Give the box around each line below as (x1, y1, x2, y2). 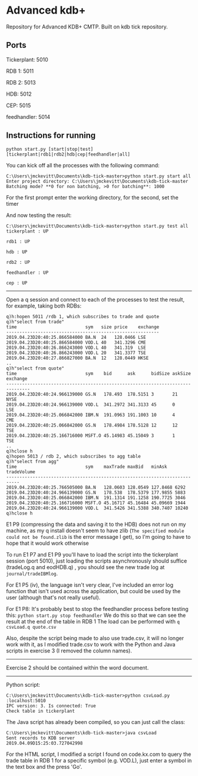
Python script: (6, 681, 40, 688)
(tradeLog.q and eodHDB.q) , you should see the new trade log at (6, 563, 165, 571)
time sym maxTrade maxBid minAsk (6, 464, 167, 470)
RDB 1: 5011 (6, 67, 34, 75)
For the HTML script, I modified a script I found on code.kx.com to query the (6, 751, 192, 758)
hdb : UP (6, 249, 28, 255)
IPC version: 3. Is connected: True (6, 703, 96, 709)
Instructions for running (6, 131, 96, 141)
